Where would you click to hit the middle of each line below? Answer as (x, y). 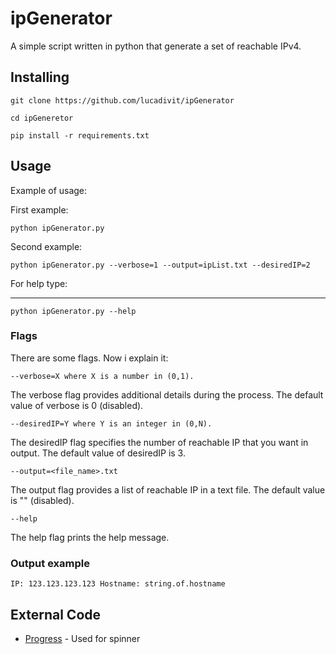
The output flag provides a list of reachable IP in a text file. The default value (168, 489)
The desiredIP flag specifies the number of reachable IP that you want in (159, 442)
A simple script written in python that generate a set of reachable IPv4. (156, 46)
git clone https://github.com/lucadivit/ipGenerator (122, 100)
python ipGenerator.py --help (73, 311)
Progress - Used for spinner (82, 638)
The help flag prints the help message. (90, 537)
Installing (40, 77)
